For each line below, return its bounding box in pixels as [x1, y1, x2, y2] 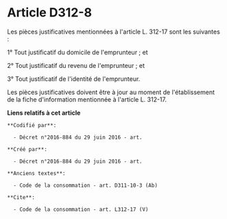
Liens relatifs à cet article [7, 108, 81, 117]
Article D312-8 [7, 5, 93, 21]
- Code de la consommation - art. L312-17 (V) [13, 206, 149, 213]
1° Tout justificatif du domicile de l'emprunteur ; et [7, 48, 148, 56]
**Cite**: [7, 194, 36, 200]
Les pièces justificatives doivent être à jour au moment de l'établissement [7, 88, 215, 96]
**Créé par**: [7, 146, 48, 152]
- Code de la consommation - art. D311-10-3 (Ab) [13, 182, 158, 189]
